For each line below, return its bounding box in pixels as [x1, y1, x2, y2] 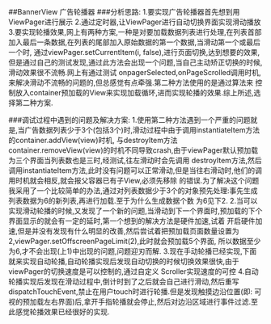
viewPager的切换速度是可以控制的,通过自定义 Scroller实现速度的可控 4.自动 [8, 267, 259, 276]
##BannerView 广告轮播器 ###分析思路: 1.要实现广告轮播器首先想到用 [8, 7, 240, 16]
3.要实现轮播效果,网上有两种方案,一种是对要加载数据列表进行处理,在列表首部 [8, 27, 262, 36]
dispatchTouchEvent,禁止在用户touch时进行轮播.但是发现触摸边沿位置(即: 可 [8, 287, 262, 297]
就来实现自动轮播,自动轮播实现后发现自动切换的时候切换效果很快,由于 [8, 257, 240, 266]
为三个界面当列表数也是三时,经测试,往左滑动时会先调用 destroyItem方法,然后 [8, 156, 262, 165]
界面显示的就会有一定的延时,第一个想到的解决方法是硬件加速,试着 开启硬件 [8, 217, 256, 225]
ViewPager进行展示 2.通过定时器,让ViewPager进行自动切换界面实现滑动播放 [8, 17, 261, 27]
